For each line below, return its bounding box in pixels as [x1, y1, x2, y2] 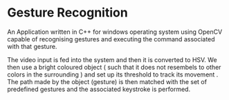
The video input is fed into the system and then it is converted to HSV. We [7, 55, 217, 63]
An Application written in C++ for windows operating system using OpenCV [7, 28, 223, 36]
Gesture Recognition [7, 5, 128, 21]
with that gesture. [7, 42, 57, 50]
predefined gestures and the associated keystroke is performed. [7, 85, 191, 93]
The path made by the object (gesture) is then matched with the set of [7, 77, 208, 86]
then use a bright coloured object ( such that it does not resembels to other [7, 63, 221, 71]
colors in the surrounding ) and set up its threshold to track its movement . [7, 70, 219, 79]
